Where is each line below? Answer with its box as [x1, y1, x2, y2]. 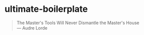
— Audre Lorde [16, 25, 48, 31]
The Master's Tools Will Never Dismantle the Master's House [16, 20, 140, 26]
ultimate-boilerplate [4, 3, 88, 15]
